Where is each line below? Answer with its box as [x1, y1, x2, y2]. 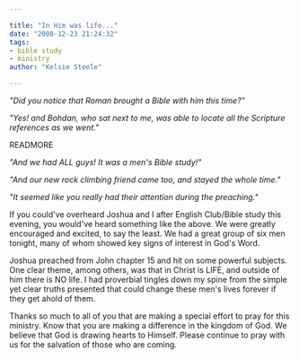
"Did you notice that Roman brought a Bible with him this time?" [9, 95, 245, 106]
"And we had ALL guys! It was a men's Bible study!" [9, 157, 202, 167]
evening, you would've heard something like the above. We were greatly [9, 219, 277, 229]
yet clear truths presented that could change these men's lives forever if [9, 284, 277, 294]
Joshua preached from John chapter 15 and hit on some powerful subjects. [9, 255, 287, 266]
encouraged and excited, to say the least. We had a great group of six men [9, 228, 286, 239]
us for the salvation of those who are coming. [9, 339, 178, 350]
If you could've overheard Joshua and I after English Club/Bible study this [9, 209, 281, 220]
